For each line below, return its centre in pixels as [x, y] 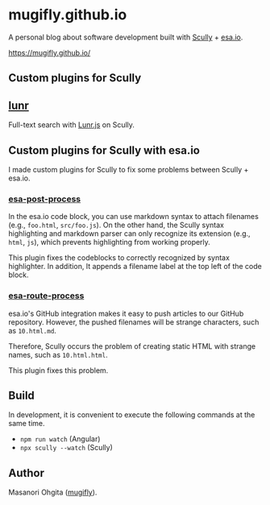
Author [26, 473]
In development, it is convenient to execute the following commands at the [132, 415]
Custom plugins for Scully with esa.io [104, 150]
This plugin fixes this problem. [58, 370]
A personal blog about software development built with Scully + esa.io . [126, 37]
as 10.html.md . [32, 330]
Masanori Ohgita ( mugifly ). [53, 492]
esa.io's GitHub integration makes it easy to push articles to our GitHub [126, 313]
